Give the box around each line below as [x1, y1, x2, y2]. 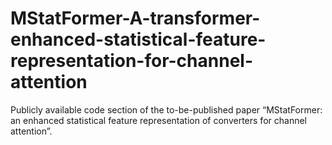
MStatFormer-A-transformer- [10, 7, 261, 30]
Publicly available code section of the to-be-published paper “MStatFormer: [10, 103, 323, 116]
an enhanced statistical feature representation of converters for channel [10, 114, 307, 126]
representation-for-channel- [10, 50, 254, 72]
